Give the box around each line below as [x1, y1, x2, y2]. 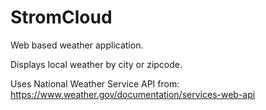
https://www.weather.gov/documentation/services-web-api [10, 88, 256, 100]
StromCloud [10, 6, 113, 29]
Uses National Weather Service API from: [10, 77, 180, 90]
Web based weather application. [10, 39, 144, 51]
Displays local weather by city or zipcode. [10, 58, 183, 70]
